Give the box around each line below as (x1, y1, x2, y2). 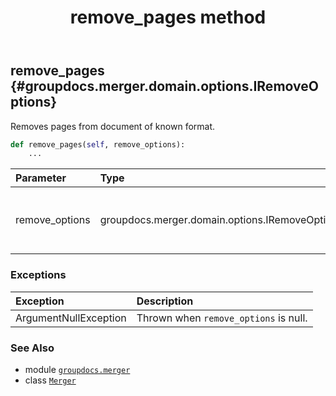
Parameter (15, 171, 67, 185)
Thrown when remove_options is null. (136, 311, 308, 325)
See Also (10, 341, 55, 355)
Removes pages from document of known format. (10, 120, 216, 132)
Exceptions (10, 268, 67, 282)
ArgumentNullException (15, 311, 127, 325)
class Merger (24, 374, 77, 386)
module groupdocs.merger (24, 363, 131, 375)
